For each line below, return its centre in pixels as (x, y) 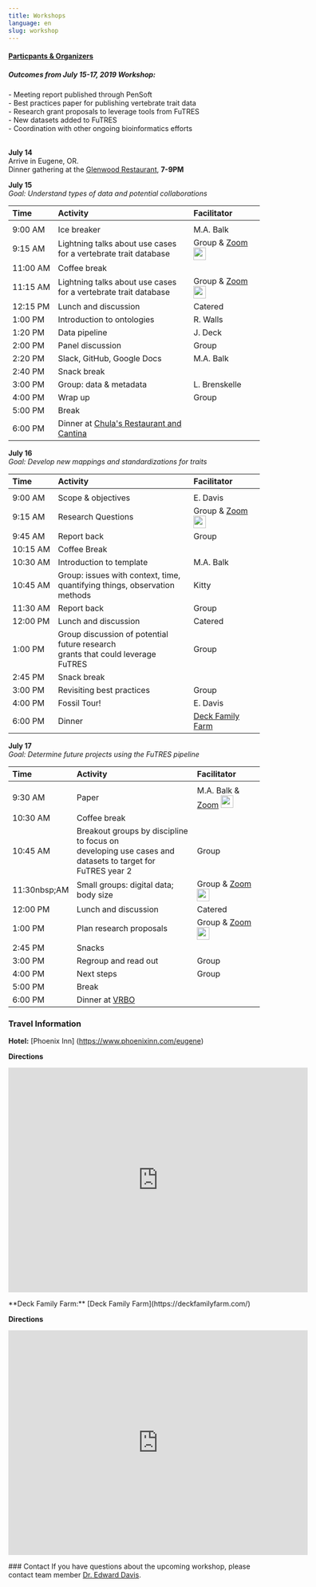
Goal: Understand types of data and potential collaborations (108, 193)
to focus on (98, 841)
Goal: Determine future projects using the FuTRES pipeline (104, 754)
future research (87, 644)
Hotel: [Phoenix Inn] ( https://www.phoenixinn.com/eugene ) (106, 1041)
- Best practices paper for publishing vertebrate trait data (103, 103)
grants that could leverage (107, 654)
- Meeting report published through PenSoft (81, 94)
